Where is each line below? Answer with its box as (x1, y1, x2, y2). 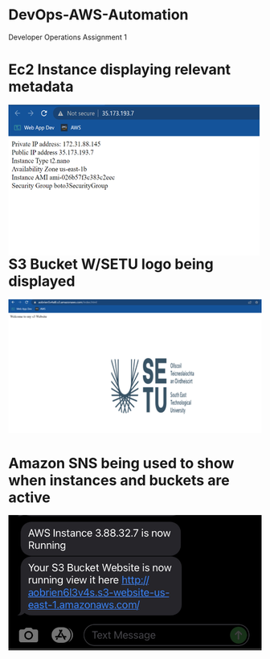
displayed (8, 272, 76, 290)
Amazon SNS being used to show (8, 454, 235, 472)
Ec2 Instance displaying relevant (8, 60, 231, 79)
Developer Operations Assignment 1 (8, 32, 127, 42)
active (8, 488, 51, 506)
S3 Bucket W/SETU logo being (8, 255, 215, 273)
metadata (8, 78, 74, 96)
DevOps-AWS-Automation (8, 6, 189, 24)
